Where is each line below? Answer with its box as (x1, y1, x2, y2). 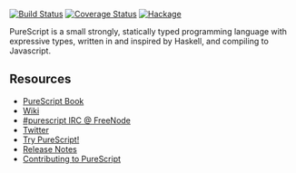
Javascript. (9, 45, 52, 56)
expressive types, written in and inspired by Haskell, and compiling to (9, 36, 270, 46)
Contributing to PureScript (22, 153, 121, 164)
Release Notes (22, 143, 77, 154)
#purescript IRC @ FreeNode (22, 114, 132, 126)
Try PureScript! (22, 134, 80, 145)
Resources (9, 72, 72, 87)
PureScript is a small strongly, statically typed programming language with (9, 26, 288, 36)
